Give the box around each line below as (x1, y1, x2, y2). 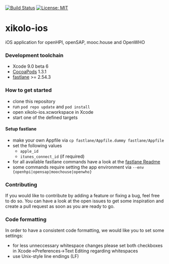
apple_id (20, 149, 39, 154)
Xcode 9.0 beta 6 (12, 63, 49, 69)
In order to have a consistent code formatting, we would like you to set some (5, 228, 164, 234)
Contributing (5, 181, 37, 188)
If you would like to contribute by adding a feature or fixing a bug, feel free (5, 193, 160, 199)
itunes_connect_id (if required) (20, 153, 85, 159)
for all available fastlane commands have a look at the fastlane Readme (12, 158, 160, 164)
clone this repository (12, 98, 55, 104)
